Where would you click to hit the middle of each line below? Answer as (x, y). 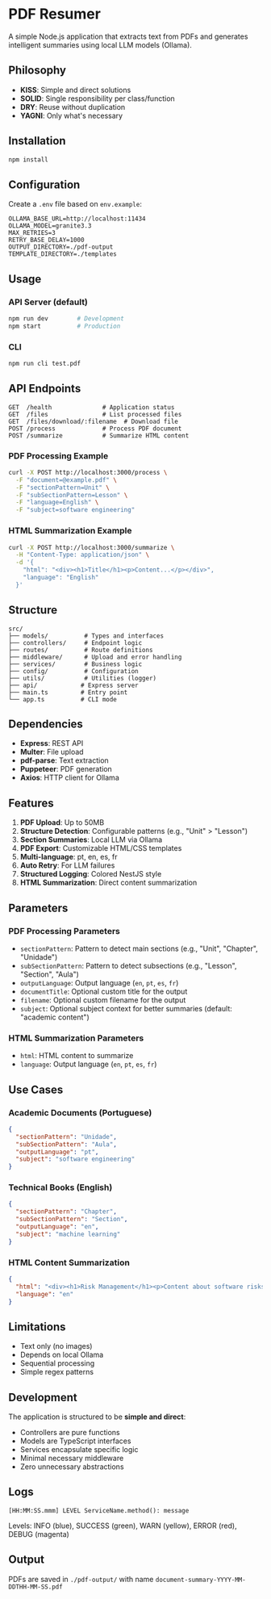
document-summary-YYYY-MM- (200, 1580)
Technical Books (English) (60, 1187)
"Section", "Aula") (49, 974)
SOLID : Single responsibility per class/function (97, 98)
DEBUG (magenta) (39, 1534)
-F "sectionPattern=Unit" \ (63, 488)
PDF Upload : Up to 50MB (62, 823)
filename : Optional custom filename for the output (103, 1000)
